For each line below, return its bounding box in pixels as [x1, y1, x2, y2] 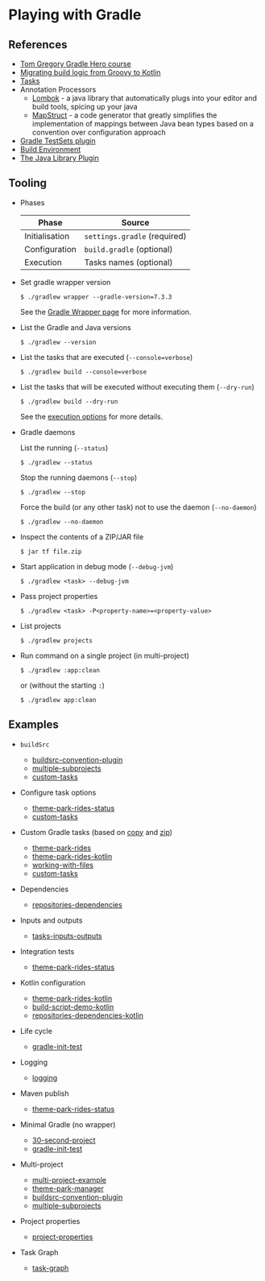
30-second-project [31, 1135, 96, 1145]
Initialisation [23, 230, 70, 242]
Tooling [8, 176, 47, 190]
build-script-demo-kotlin [31, 1002, 114, 1011]
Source [121, 217, 150, 228]
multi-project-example [31, 1175, 107, 1184]
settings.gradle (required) [84, 230, 187, 242]
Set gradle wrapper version [19, 277, 111, 287]
